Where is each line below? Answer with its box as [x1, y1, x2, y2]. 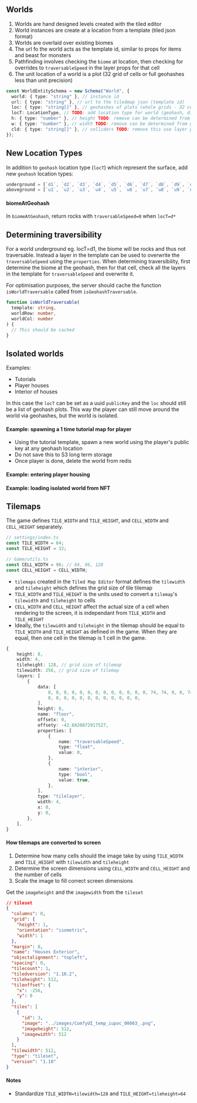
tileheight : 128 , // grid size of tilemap [16, 662, 122, 668]
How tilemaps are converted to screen [6, 839, 101, 846]
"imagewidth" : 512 [21, 1031, 67, 1037]
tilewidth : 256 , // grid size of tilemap [16, 668, 119, 674]
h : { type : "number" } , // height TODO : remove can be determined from [11, 115, 191, 121]
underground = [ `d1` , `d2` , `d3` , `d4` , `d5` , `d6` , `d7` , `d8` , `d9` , [6, 181, 185, 187]
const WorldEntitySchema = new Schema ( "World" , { [6, 88, 130, 94]
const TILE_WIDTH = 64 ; [6, 540, 64, 546]
